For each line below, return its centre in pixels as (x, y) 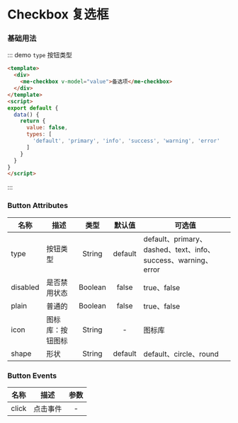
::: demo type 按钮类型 (40, 55)
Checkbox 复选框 (58, 15)
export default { (33, 108)
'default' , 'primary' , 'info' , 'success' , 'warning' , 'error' (126, 141)
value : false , (47, 128)
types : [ (39, 134)
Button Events (32, 376)
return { (33, 121)
